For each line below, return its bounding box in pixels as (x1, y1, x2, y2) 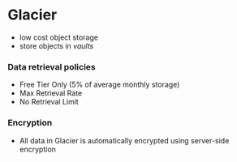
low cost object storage (19, 32, 99, 42)
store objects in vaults (19, 40, 94, 50)
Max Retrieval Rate (19, 88, 83, 98)
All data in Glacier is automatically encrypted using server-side (19, 135, 230, 145)
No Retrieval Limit (19, 97, 79, 107)
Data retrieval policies (7, 61, 97, 72)
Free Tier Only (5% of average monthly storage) (19, 79, 180, 90)
